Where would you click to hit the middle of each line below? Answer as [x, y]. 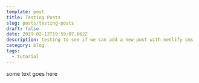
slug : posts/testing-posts [40, 23]
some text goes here [32, 73]
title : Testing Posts [34, 17]
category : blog [25, 46]
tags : [13, 51]
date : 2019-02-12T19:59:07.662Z [47, 34]
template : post [25, 12]
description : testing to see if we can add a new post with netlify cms [100, 40]
